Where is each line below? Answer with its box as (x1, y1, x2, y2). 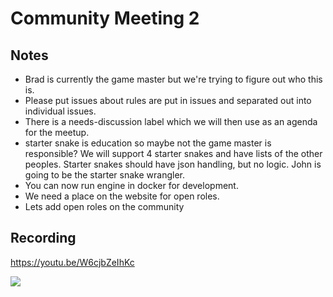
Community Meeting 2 (10, 7, 200, 30)
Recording (10, 230, 77, 247)
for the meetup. (24, 127, 90, 138)
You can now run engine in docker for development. (24, 180, 239, 191)
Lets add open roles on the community (24, 201, 185, 212)
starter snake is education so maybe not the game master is (24, 137, 272, 149)
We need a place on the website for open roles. (24, 190, 220, 202)
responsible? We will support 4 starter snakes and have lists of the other (24, 148, 323, 159)
